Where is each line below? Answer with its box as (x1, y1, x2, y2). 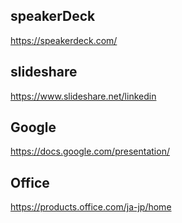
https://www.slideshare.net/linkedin (10, 90, 157, 102)
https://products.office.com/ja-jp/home (10, 201, 172, 213)
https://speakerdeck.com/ (10, 34, 118, 46)
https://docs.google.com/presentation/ (10, 145, 170, 158)
